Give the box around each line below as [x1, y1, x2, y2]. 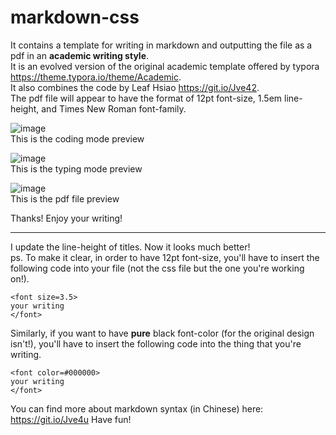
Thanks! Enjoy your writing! [10, 212, 123, 224]
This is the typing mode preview [10, 162, 143, 175]
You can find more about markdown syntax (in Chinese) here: [10, 402, 264, 415]
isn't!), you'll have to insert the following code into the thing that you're [10, 337, 302, 350]
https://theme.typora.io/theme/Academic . [10, 71, 182, 83]
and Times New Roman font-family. [41, 102, 187, 115]
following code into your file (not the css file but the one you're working [10, 262, 305, 274]
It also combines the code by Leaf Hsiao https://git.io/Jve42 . [10, 81, 260, 93]
